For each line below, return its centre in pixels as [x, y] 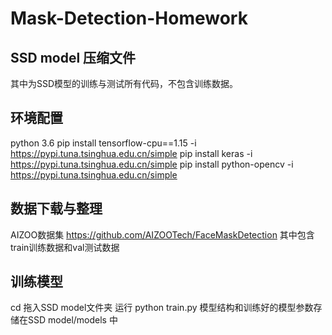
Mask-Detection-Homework [129, 18]
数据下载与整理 [56, 208]
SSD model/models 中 [72, 320]
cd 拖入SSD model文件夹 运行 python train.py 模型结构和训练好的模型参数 [162, 308]
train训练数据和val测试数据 [65, 247]
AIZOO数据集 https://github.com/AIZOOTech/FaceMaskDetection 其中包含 [162, 234]
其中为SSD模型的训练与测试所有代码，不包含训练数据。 [124, 83]
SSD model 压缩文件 [73, 57]
